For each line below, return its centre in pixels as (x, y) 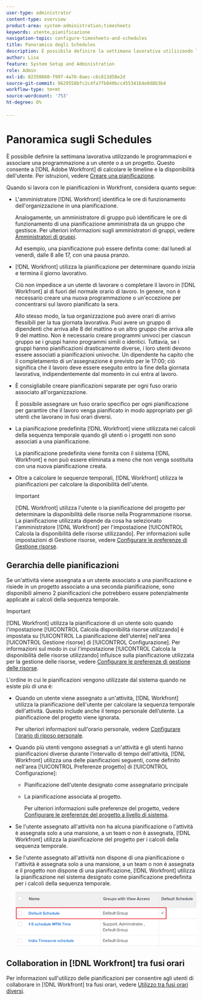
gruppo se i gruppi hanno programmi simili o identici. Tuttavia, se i (97, 341)
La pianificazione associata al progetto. (73, 796)
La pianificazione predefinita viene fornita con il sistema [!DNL (92, 453)
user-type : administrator (39, 13)
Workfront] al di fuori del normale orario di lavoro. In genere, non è (98, 291)
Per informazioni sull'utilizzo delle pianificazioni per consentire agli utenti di (100, 978)
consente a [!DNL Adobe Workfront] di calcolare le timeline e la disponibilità (101, 169)
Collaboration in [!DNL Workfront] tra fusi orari (95, 963)
